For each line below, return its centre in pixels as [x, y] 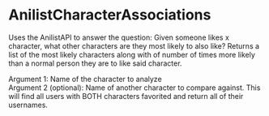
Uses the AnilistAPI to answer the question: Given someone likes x [119, 37]
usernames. [28, 105]
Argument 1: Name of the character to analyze [85, 79]
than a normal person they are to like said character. [95, 63]
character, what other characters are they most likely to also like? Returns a [134, 45]
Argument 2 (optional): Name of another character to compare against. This [134, 88]
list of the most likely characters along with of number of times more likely [132, 54]
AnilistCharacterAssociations [110, 15]
